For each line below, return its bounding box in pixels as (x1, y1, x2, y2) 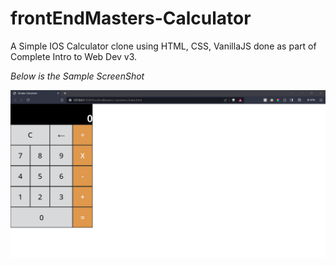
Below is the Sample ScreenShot (10, 70, 145, 82)
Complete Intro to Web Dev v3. (10, 50, 138, 62)
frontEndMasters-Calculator (10, 7, 252, 30)
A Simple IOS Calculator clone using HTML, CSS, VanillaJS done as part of (10, 40, 317, 52)
